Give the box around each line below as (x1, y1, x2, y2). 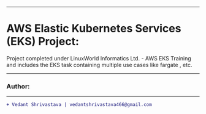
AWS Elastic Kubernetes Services (6, 22, 181, 35)
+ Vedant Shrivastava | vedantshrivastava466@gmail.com (6, 102, 152, 108)
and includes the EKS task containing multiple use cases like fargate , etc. (6, 61, 193, 68)
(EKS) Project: (6, 35, 80, 49)
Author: (6, 82, 30, 90)
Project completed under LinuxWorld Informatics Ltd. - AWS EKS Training (6, 54, 191, 62)
